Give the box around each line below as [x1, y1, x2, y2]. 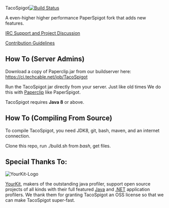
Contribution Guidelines [5, 40, 55, 46]
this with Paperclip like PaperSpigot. [5, 89, 81, 95]
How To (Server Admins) [5, 55, 85, 63]
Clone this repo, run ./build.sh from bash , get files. [5, 143, 111, 149]
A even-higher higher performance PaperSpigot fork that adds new [5, 15, 146, 20]
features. [5, 20, 24, 26]
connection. [5, 133, 31, 139]
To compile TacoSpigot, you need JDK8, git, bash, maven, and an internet [5, 127, 160, 133]
